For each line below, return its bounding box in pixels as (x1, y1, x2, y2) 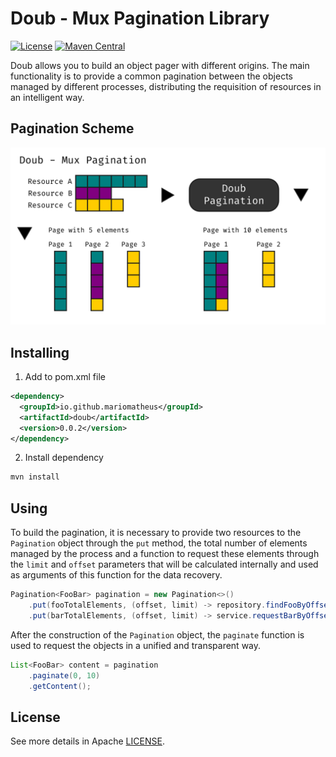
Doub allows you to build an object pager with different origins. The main (10, 59, 310, 71)
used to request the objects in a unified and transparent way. (10, 639, 262, 651)
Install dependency (24, 452, 104, 464)
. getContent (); (28, 681, 92, 691)
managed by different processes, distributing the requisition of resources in (10, 80, 322, 92)
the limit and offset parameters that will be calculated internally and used (10, 558, 319, 571)
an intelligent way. (10, 91, 85, 103)
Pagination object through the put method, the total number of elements (10, 537, 308, 549)
